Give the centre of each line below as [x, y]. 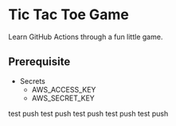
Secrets [32, 81]
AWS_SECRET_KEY [63, 98]
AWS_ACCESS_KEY [64, 89]
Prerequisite [39, 62]
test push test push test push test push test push [88, 113]
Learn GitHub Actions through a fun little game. [86, 37]
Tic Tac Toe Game [68, 15]
